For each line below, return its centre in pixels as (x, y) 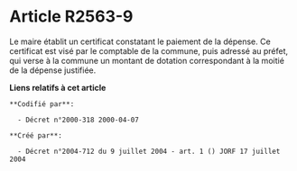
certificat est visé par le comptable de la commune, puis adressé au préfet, (149, 50)
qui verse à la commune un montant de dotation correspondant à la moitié (147, 60)
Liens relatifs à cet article (58, 87)
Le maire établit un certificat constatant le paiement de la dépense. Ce (140, 41)
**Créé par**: (36, 135)
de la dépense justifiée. (53, 70)
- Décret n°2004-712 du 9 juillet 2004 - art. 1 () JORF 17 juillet (149, 151)
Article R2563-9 (71, 17)
